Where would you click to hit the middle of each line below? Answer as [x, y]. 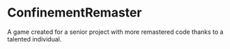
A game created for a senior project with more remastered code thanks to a [115, 32]
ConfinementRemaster [75, 13]
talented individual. [34, 39]
